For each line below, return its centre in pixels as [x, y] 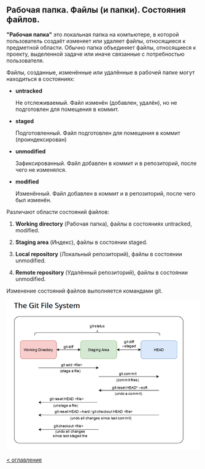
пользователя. [25, 60]
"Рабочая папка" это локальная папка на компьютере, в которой [93, 34]
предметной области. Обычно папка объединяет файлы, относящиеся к [101, 47]
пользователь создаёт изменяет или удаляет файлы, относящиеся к [96, 41]
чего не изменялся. [41, 170]
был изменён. [33, 200]
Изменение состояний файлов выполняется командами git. [84, 291]
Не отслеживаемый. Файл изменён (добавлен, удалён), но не [96, 102]
